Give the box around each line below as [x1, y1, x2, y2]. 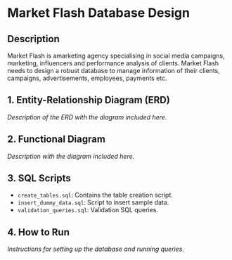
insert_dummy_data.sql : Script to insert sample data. [17, 198, 169, 207]
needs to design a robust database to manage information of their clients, [7, 67, 220, 74]
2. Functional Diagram [7, 134, 105, 145]
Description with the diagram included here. [7, 152, 135, 160]
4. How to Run [7, 226, 70, 238]
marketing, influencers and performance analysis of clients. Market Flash [7, 59, 219, 67]
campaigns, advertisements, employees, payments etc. [7, 74, 167, 82]
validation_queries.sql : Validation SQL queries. [17, 206, 158, 214]
